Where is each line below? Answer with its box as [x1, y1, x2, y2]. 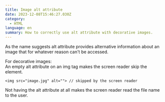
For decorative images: [5, 59, 52, 64]
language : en [5, 26, 32, 31]
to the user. [5, 92, 28, 98]
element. [5, 69, 23, 74]
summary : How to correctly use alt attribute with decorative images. [5, 30, 153, 35]
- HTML [9, 21, 23, 26]
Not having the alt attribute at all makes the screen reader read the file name [5, 87, 160, 93]
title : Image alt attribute [5, 7, 63, 12]
